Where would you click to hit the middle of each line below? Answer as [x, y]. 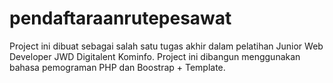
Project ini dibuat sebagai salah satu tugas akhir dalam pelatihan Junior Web [166, 46]
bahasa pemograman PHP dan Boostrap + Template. [117, 67]
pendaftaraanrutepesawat [120, 18]
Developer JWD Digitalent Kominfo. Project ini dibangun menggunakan [155, 56]
